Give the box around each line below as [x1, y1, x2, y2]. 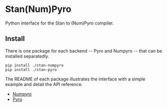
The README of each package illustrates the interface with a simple [5, 76, 146, 82]
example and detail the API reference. [5, 81, 83, 87]
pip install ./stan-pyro [5, 67, 57, 72]
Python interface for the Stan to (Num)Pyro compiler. [5, 20, 114, 26]
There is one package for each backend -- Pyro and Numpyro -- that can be [5, 47, 162, 53]
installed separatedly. [5, 53, 49, 59]
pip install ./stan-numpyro [5, 62, 64, 68]
